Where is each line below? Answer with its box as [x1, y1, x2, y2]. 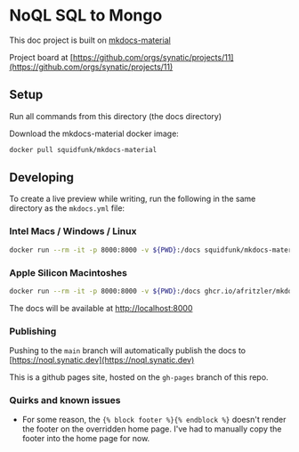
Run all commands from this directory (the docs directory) [9, 110, 222, 121]
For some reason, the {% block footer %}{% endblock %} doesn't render [21, 415, 287, 425]
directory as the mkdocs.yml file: [9, 203, 125, 214]
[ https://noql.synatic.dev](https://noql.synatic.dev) [9, 355, 195, 366]
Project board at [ [9, 52, 74, 62]
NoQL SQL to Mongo [9, 5, 163, 26]
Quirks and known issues [9, 394, 121, 406]
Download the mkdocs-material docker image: [9, 128, 180, 139]
